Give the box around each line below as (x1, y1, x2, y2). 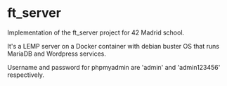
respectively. (7, 70, 44, 79)
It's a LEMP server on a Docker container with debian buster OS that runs (7, 42, 220, 50)
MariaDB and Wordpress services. (7, 49, 107, 58)
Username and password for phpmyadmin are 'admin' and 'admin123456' (7, 63, 221, 71)
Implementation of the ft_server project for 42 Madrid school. (7, 28, 185, 37)
